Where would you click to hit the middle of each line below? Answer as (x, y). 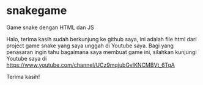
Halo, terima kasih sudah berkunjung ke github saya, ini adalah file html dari (102, 39)
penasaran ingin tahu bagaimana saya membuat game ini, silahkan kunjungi (102, 52)
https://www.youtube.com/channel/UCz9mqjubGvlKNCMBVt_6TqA (91, 65)
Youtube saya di (27, 58)
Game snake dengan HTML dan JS (50, 27)
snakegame (37, 11)
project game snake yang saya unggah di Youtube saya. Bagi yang (90, 46)
